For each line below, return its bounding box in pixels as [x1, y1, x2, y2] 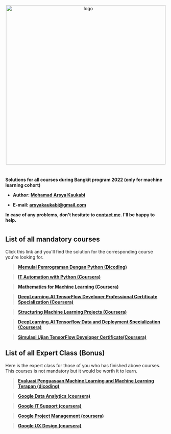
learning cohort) [5, 182, 41, 188]
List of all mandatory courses [5, 235, 101, 244]
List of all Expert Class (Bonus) [5, 349, 105, 358]
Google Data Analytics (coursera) [17, 393, 91, 399]
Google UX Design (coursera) [17, 422, 82, 428]
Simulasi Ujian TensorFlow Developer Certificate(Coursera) [17, 334, 147, 340]
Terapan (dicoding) [17, 383, 60, 389]
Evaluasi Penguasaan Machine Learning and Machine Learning [17, 377, 154, 384]
